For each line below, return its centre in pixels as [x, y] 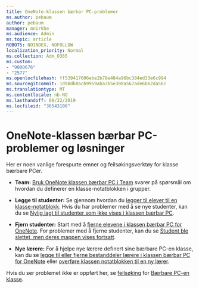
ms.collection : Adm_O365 [37, 56]
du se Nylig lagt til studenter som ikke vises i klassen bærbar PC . [94, 213]
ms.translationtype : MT [36, 89]
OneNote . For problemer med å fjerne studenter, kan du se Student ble [102, 231]
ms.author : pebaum [29, 17]
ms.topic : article [29, 39]
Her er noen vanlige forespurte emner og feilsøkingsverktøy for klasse [92, 165]
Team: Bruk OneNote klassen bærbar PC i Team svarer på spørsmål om [103, 182]
